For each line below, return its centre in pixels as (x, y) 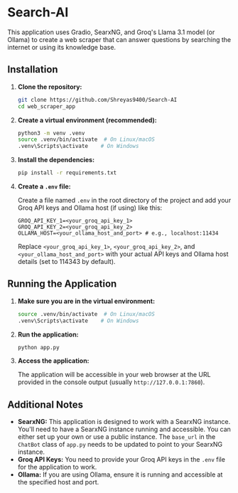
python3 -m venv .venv (51, 133)
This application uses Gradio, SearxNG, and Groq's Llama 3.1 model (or (111, 32)
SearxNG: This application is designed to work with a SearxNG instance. (124, 422)
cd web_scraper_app (47, 106)
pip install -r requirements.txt (67, 173)
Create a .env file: (44, 186)
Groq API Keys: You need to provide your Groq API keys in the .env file (121, 460)
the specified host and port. (58, 482)
